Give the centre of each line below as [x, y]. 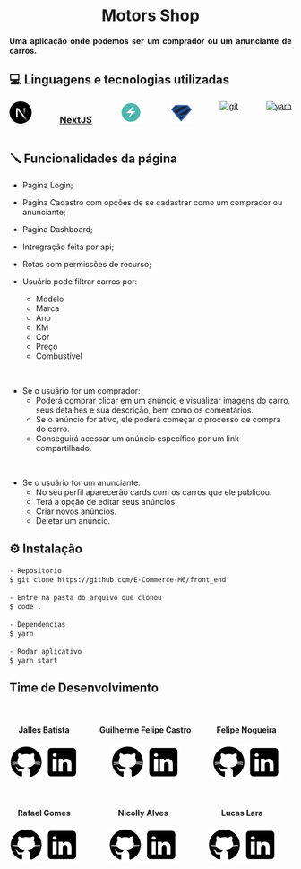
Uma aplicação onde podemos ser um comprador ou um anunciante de [150, 40]
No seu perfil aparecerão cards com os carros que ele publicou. [154, 492]
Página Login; [47, 185]
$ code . [26, 606]
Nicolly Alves [143, 813]
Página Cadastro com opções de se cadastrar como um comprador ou [152, 202]
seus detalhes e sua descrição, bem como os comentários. [144, 410]
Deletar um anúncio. [73, 520]
